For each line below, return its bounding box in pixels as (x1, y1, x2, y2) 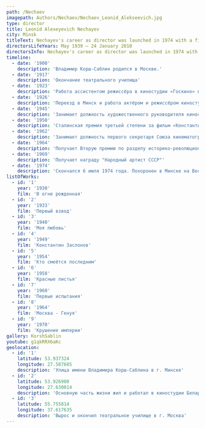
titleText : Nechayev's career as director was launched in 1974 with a (6, 37, 192, 43)
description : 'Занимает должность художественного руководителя (17, 111, 184, 117)
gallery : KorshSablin (6, 333, 62, 339)
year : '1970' (17, 322, 51, 328)
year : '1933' (17, 202, 51, 208)
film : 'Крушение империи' (17, 327, 84, 333)
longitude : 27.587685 (17, 361, 72, 367)
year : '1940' (17, 220, 51, 226)
